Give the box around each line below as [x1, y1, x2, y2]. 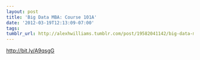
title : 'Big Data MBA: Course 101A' [6, 14, 97, 20]
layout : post [6, 8, 39, 15]
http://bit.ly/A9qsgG [6, 47, 55, 54]
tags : [6, 25, 20, 31]
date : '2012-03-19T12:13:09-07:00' [6, 20, 95, 26]
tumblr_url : [6, 31, 36, 37]
